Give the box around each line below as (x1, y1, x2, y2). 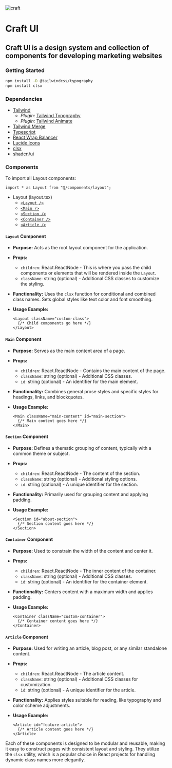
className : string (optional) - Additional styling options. (20, 476, 137, 482)
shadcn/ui (12, 151, 34, 157)
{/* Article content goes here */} (17, 727, 94, 732)
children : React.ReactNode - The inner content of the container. (20, 568, 157, 574)
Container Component (5, 536, 53, 542)
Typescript (12, 129, 36, 135)
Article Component (5, 634, 49, 640)
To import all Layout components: (5, 175, 77, 181)
